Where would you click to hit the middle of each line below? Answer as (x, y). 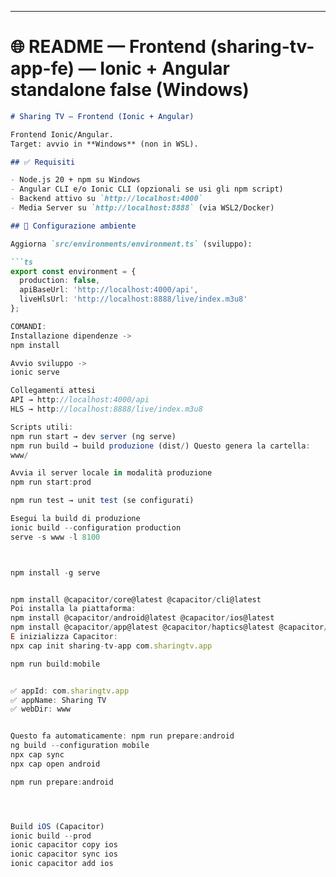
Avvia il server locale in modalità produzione (111, 473)
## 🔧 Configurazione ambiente (73, 226)
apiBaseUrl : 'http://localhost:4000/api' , (109, 290)
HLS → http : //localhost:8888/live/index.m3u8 (106, 409)
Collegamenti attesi (53, 391)
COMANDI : (28, 326)
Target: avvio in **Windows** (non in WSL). (104, 144)
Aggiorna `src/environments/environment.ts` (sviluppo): (131, 244)
